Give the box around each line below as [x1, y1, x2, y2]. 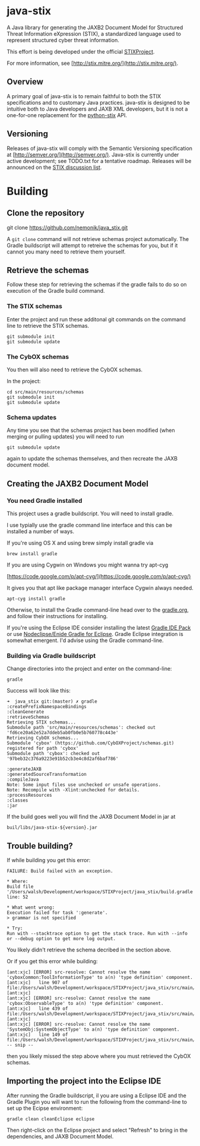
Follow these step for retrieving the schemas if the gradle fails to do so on [7, 281, 187, 288]
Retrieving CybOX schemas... [7, 735, 79, 741]
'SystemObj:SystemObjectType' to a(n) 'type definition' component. [7, 1026, 180, 1033]
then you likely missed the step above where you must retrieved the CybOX [7, 1053, 191, 1060]
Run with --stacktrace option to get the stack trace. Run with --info [7, 931, 188, 937]
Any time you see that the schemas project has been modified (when [7, 427, 175, 434]
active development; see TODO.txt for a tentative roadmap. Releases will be [7, 157, 192, 164]
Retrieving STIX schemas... [7, 719, 77, 725]
